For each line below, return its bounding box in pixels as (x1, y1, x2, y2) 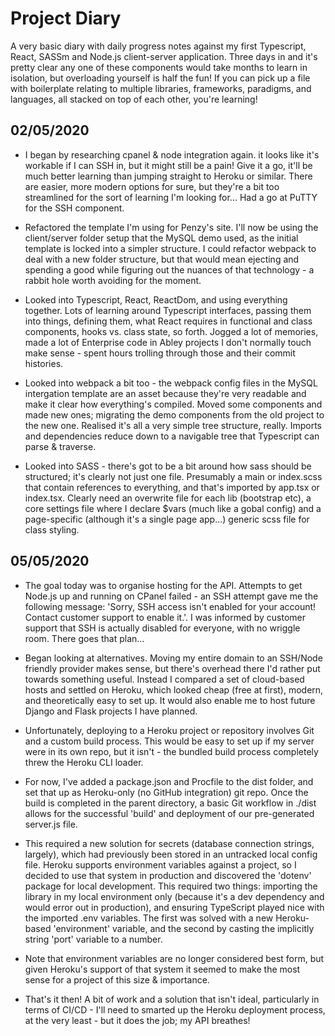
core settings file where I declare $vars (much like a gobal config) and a (24, 502, 322, 514)
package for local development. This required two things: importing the (24, 880, 318, 892)
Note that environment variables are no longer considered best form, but (24, 952, 325, 964)
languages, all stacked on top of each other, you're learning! (10, 93, 258, 105)
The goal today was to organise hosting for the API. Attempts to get (24, 579, 303, 591)
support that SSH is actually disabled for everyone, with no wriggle (24, 622, 301, 634)
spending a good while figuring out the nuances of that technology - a (24, 263, 315, 276)
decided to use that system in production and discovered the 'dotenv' (24, 869, 312, 881)
